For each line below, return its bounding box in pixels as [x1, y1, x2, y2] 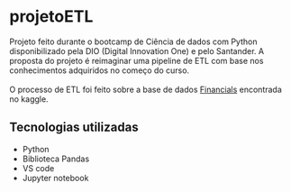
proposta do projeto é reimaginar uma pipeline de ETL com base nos [9, 55, 264, 66]
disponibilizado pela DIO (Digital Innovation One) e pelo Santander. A [9, 45, 264, 56]
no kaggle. [9, 93, 49, 105]
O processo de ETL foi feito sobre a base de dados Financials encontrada [9, 84, 282, 95]
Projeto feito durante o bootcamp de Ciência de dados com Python [9, 36, 258, 47]
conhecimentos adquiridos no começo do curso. [9, 65, 190, 76]
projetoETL [9, 6, 94, 27]
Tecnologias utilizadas [9, 120, 139, 135]
